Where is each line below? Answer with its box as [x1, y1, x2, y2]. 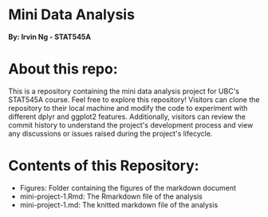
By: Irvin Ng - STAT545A [8, 32, 92, 41]
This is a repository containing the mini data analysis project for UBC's [8, 86, 240, 96]
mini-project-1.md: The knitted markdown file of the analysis [19, 199, 219, 209]
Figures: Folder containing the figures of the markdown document [19, 183, 237, 192]
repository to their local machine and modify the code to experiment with [8, 103, 248, 112]
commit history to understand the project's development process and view [8, 120, 254, 129]
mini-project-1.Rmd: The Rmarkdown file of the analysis [19, 191, 203, 201]
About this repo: [8, 60, 118, 78]
